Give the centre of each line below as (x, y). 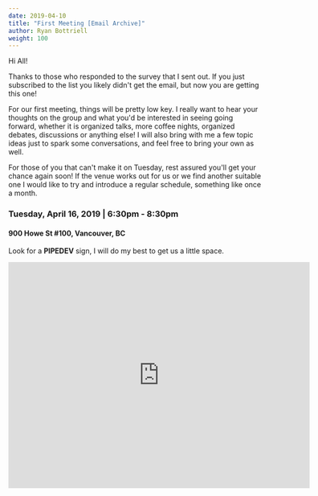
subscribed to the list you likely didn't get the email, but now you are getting (134, 85)
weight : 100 (28, 38)
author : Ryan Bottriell (48, 31)
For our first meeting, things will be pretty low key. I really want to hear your (133, 109)
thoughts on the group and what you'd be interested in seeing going (121, 118)
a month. (23, 193)
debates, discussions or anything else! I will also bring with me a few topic (131, 135)
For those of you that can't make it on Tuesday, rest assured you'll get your (132, 168)
